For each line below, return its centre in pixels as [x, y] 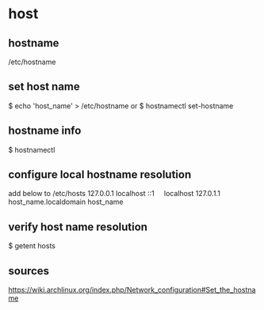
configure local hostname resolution [100, 175]
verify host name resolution [78, 227]
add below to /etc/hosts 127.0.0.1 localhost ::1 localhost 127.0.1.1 [114, 194]
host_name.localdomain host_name [66, 202]
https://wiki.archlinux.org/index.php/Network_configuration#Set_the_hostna [132, 290]
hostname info [45, 131]
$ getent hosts [32, 246]
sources [29, 271]
